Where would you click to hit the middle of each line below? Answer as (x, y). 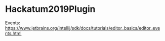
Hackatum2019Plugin (50, 9)
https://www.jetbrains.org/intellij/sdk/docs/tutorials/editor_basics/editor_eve (83, 28)
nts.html (13, 33)
